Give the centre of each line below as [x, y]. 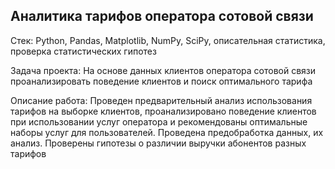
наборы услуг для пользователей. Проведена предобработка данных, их [167, 132]
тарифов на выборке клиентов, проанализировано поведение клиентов [163, 111]
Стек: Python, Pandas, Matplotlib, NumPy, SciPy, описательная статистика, [168, 40]
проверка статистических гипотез [83, 51]
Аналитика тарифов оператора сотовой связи [162, 16]
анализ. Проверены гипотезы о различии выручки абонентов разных [158, 143]
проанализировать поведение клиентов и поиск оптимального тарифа [161, 81]
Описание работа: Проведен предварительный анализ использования [161, 100]
